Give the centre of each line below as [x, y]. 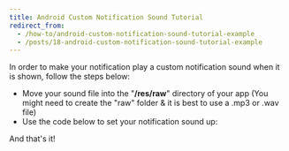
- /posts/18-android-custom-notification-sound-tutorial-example [140, 42]
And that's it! [32, 139]
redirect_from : [37, 26]
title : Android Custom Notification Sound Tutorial [106, 17]
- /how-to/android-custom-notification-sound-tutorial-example [136, 34]
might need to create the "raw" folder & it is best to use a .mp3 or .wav [151, 103]
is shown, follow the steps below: [70, 77]
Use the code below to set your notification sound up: [120, 122]
